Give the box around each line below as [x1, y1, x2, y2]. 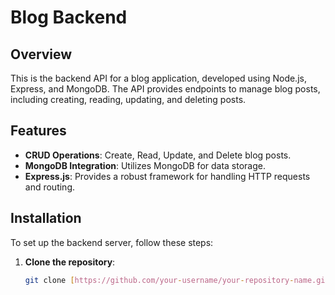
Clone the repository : [24, 256, 116, 268]
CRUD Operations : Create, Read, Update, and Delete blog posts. [24, 149, 292, 161]
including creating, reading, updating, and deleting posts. [10, 94, 247, 105]
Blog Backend [10, 6, 128, 29]
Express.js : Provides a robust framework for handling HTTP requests [24, 170, 311, 182]
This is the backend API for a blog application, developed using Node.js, [10, 72, 307, 84]
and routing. [24, 181, 76, 193]
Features [10, 122, 67, 140]
